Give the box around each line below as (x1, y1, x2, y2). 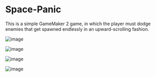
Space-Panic (5, 4, 61, 15)
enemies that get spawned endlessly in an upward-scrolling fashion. (5, 26, 149, 32)
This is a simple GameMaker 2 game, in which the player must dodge (5, 21, 151, 27)
